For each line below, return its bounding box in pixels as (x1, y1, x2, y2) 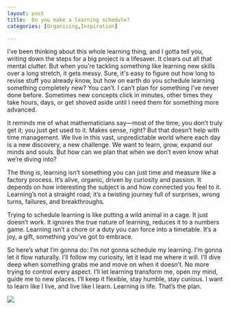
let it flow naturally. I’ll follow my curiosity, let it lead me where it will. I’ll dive (7, 253, 221, 261)
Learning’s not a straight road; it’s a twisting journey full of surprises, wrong (7, 190, 220, 198)
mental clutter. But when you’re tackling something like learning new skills (7, 62, 216, 70)
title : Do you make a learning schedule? (7, 16, 130, 23)
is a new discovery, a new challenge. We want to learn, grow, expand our (7, 141, 213, 149)
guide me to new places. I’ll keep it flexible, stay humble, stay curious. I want (7, 275, 223, 283)
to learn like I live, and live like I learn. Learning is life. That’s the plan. (7, 282, 202, 291)
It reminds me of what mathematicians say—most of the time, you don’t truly (7, 119, 222, 127)
